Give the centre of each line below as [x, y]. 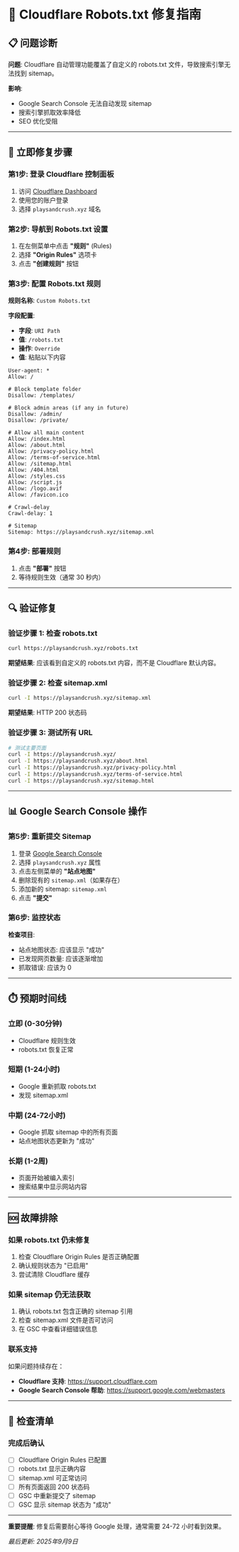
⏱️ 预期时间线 [37, 999]
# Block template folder [45, 390]
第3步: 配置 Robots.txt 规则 [55, 283]
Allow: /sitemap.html [40, 464]
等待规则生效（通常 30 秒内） [61, 577]
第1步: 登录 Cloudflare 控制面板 [61, 175]
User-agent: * [29, 371]
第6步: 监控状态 [34, 918]
